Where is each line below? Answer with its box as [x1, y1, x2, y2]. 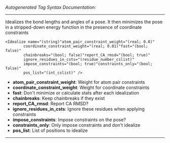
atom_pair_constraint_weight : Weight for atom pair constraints [12, 79, 145, 85]
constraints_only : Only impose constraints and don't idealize [12, 122, 141, 128]
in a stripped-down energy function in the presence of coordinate [5, 24, 142, 30]
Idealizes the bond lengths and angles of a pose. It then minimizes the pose [5, 19, 163, 25]
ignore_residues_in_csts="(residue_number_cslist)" [23, 57, 135, 62]
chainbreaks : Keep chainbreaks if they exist [12, 96, 105, 101]
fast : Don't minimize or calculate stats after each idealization [12, 90, 139, 96]
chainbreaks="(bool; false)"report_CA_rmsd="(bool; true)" [23, 53, 151, 58]
